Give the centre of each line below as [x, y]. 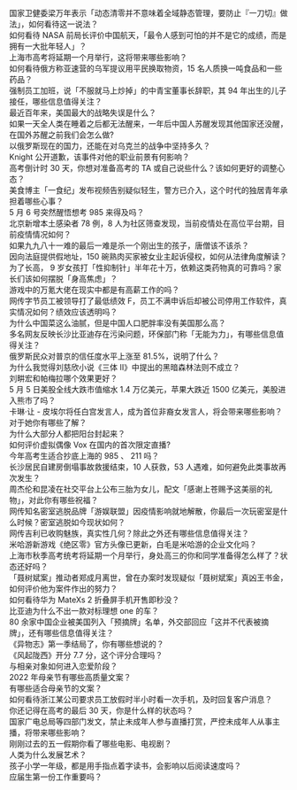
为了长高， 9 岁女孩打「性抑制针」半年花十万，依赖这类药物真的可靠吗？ [141, 267]
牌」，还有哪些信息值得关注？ [61, 633]
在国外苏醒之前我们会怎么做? [62, 135]
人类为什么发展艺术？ [48, 755]
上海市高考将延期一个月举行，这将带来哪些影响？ [98, 57]
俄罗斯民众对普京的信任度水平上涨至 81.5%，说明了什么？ [114, 356]
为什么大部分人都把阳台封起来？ [67, 434]
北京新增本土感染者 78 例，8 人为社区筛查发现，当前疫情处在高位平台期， [143, 223]
